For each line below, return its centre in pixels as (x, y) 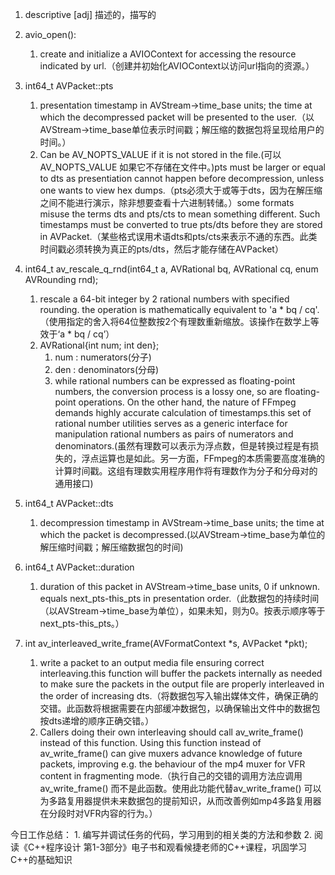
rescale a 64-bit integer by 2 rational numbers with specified (164, 299)
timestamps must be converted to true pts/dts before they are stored (181, 224)
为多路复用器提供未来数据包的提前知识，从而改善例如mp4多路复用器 (180, 801)
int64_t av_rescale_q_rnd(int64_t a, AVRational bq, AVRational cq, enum (171, 269)
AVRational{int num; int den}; (99, 345)
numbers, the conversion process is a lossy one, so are (168, 391)
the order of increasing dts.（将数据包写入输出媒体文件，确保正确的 (179, 696)
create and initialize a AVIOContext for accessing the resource (168, 54)
